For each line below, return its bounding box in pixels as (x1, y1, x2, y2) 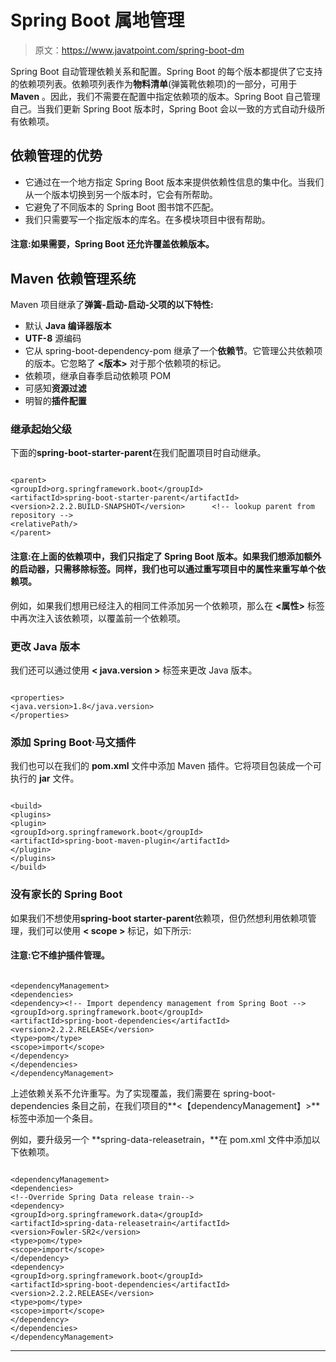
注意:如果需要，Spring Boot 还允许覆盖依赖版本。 (10, 238, 215, 250)
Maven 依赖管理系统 (10, 270, 137, 287)
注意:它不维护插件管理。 (10, 949, 110, 961)
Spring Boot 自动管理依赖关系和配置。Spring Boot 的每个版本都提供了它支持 (10, 65, 323, 77)
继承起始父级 (10, 422, 73, 436)
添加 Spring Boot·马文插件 (10, 735, 137, 749)
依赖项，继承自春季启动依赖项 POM (24, 370, 172, 382)
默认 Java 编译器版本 (24, 320, 112, 332)
